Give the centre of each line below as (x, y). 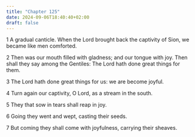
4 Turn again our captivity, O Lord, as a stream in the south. (80, 94)
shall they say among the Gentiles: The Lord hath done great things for (93, 64)
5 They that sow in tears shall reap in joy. (57, 105)
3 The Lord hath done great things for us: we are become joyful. (85, 82)
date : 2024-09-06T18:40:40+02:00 (48, 17)
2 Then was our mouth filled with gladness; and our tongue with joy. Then (97, 58)
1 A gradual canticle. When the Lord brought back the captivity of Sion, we (98, 40)
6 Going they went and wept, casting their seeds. (67, 116)
